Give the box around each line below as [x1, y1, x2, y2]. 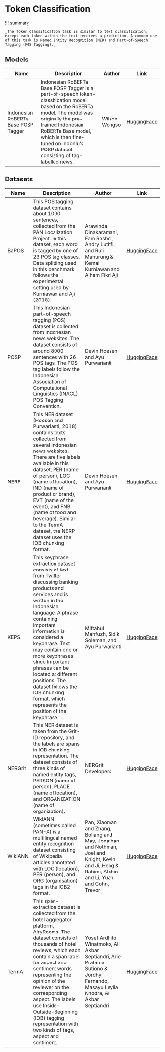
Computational [33, 384, 67, 391]
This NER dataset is [33, 721, 78, 728]
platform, [33, 922, 54, 929]
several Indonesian [33, 441, 77, 448]
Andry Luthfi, [85, 241, 115, 248]
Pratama [85, 959, 105, 966]
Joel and [85, 849, 106, 856]
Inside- [42, 1002, 60, 1009]
